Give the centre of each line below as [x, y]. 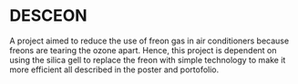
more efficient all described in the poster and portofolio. [114, 70]
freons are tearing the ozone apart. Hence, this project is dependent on [143, 50]
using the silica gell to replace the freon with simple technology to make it [148, 60]
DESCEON [49, 16]
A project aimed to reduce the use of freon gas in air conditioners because [149, 41]
